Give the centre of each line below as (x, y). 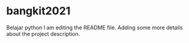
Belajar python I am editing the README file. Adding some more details (94, 27)
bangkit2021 (38, 11)
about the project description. (43, 33)
